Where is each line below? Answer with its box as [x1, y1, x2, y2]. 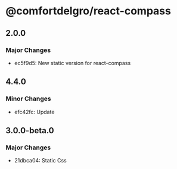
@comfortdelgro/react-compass [5, 4, 171, 18]
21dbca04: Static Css [14, 157, 67, 164]
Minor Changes [5, 94, 51, 103]
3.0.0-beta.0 [5, 125, 54, 136]
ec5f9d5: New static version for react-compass [14, 59, 131, 66]
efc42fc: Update [14, 108, 55, 115]
